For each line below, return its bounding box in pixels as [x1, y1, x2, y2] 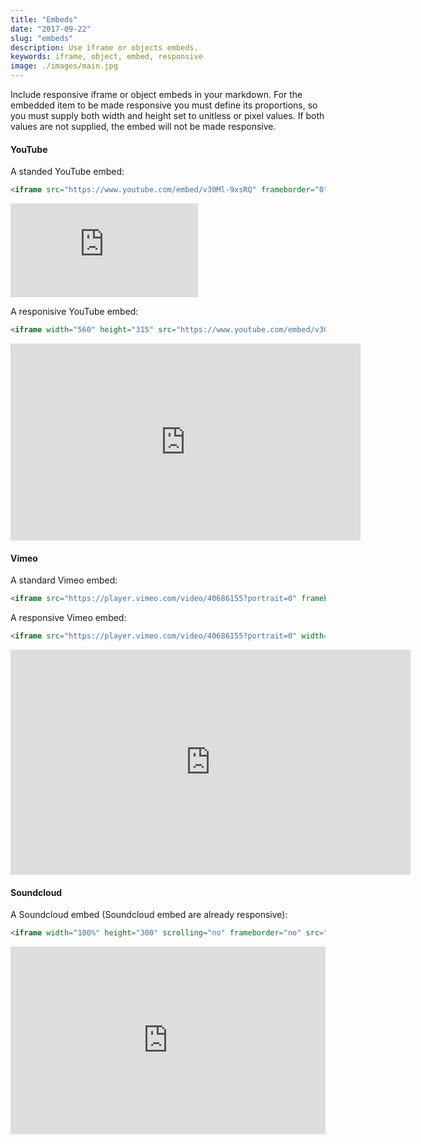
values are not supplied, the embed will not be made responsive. [10, 121, 277, 132]
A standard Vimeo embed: [10, 574, 118, 586]
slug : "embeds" [10, 33, 74, 43]
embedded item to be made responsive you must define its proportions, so [10, 99, 318, 111]
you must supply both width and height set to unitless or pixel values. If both [10, 110, 325, 121]
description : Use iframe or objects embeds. [10, 42, 199, 53]
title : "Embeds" [10, 14, 78, 25]
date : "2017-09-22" [10, 24, 92, 34]
